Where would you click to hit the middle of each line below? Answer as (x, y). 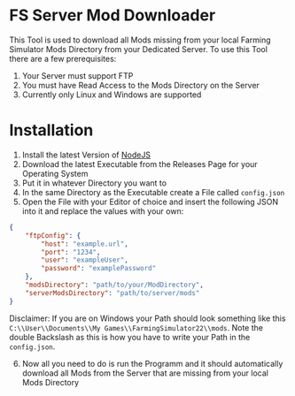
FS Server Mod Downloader (113, 15)
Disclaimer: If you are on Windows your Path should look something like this (147, 318)
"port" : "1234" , (71, 252)
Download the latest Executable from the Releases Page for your (140, 164)
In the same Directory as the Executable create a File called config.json (153, 192)
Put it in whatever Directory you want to (94, 183)
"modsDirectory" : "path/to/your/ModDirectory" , (114, 285)
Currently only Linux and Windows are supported (112, 95)
